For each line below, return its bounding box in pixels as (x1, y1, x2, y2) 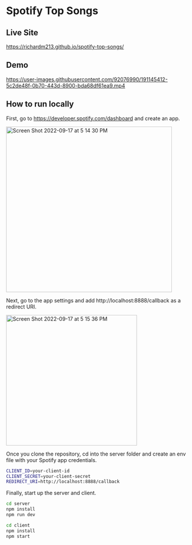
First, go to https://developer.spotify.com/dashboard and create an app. (6, 115, 180, 122)
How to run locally (6, 99, 74, 109)
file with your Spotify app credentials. (6, 456, 97, 463)
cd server (6, 501, 31, 507)
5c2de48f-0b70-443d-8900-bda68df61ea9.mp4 (6, 82, 125, 89)
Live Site (6, 28, 38, 38)
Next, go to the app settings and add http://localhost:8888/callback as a (6, 297, 181, 304)
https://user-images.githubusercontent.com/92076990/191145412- (6, 75, 168, 83)
